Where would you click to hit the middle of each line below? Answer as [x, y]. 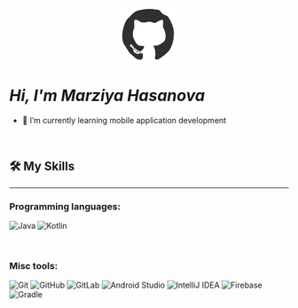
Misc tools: [34, 265]
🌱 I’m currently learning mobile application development [124, 120]
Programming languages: [65, 206]
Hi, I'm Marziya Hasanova [107, 96]
